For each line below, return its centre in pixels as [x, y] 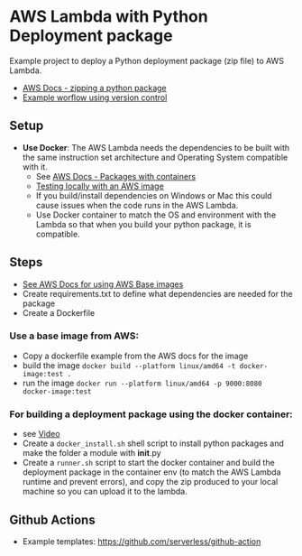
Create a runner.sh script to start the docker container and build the [148, 463]
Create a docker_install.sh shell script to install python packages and [153, 443]
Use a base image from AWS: [74, 336]
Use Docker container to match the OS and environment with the [156, 215]
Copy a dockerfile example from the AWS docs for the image [135, 356]
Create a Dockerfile [59, 312]
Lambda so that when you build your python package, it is [143, 224]
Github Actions [53, 519]
